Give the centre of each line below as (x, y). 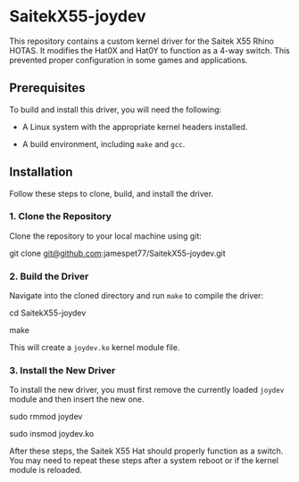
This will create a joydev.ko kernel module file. (95, 347)
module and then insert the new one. (77, 399)
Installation (41, 172)
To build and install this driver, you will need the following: (116, 110)
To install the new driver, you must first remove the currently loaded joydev (147, 390)
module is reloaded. (46, 470)
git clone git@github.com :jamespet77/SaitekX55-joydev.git (117, 253)
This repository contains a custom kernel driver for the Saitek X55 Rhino (142, 41)
